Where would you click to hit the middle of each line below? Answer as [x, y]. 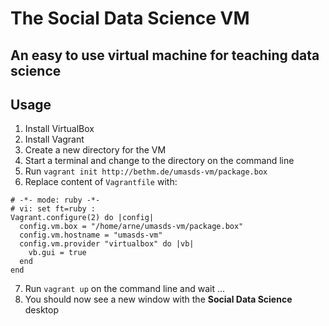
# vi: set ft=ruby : [53, 209]
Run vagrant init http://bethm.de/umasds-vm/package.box [146, 171]
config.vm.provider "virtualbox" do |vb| [107, 244]
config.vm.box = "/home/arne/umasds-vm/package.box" [131, 227]
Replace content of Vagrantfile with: [101, 182]
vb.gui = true [57, 253]
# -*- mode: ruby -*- [55, 200]
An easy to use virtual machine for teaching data [165, 55]
